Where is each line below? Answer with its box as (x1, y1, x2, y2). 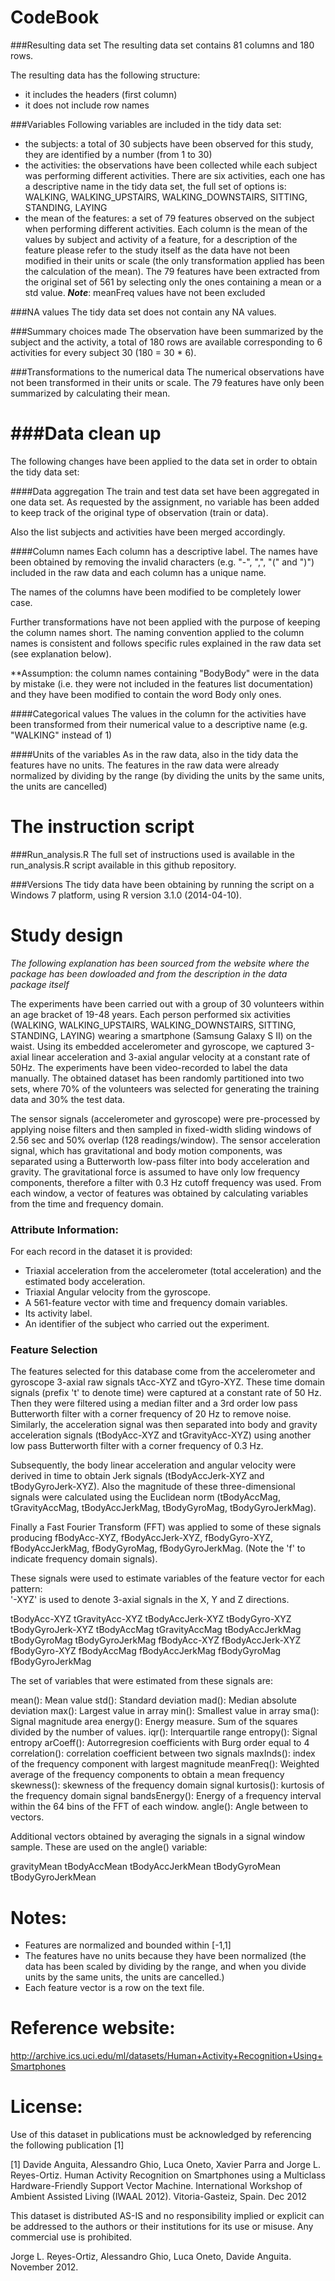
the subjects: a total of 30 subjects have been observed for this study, (24, 137, 314, 150)
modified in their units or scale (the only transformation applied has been (24, 254, 325, 266)
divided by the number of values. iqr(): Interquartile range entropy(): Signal (10, 1726, 318, 1738)
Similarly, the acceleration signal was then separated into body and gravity (10, 1419, 318, 1431)
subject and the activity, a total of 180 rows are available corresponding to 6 (10, 336, 323, 348)
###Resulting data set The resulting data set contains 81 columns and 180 (10, 39, 315, 51)
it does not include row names (24, 99, 150, 111)
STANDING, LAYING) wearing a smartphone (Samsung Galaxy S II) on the (10, 1029, 313, 1041)
